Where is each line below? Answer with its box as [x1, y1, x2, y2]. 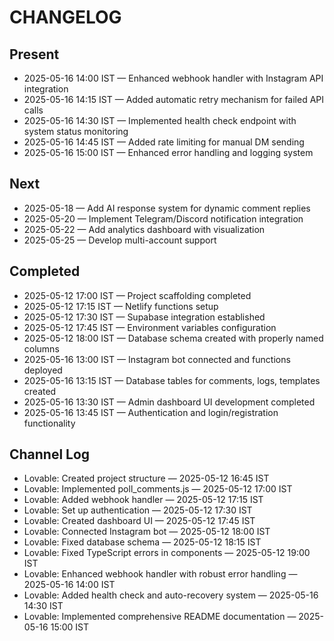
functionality [23, 417, 76, 429]
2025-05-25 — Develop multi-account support [23, 234, 217, 246]
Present [9, 46, 60, 63]
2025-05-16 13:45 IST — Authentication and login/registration [23, 406, 279, 418]
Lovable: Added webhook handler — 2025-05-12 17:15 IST [23, 494, 264, 506]
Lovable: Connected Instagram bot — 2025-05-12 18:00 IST [23, 526, 271, 538]
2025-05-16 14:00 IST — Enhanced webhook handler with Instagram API [23, 72, 324, 84]
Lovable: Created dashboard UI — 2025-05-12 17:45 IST [23, 515, 256, 527]
